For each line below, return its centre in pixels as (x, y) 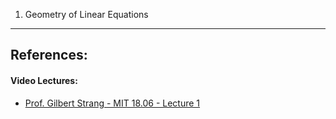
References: (49, 55)
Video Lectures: (44, 80)
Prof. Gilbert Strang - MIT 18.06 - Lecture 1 (112, 103)
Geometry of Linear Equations (86, 14)
